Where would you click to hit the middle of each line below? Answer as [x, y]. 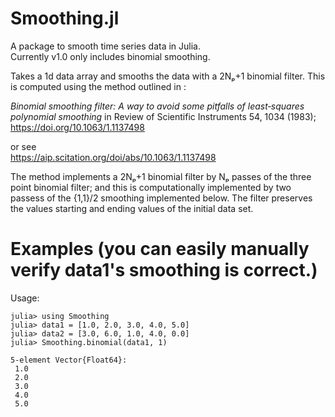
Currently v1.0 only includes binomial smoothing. [110, 56]
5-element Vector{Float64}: [69, 360]
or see [23, 146]
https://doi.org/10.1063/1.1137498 [77, 127]
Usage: [25, 298]
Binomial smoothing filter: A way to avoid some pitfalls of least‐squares [157, 106]
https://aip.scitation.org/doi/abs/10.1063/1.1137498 [113, 157]
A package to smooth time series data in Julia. [106, 46]
